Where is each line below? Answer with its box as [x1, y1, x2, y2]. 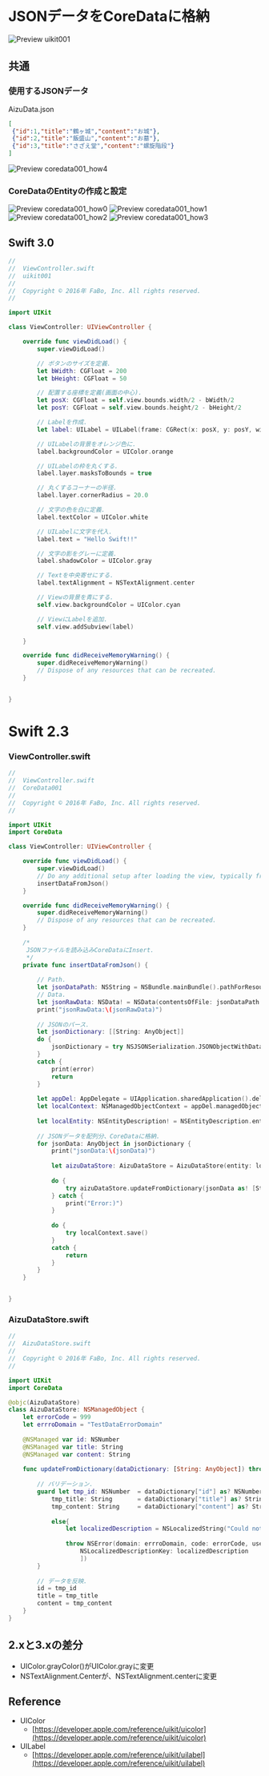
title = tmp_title [37, 1592, 98, 1600]
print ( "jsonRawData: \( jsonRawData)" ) [37, 1006, 163, 1014]
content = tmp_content [37, 1599, 113, 1608]
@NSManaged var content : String [22, 1450, 130, 1458]
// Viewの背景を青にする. [37, 593, 114, 601]
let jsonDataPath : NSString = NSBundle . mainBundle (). [37, 983, 220, 991]
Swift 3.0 [8, 235, 54, 249]
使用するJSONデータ [8, 86, 89, 97]
